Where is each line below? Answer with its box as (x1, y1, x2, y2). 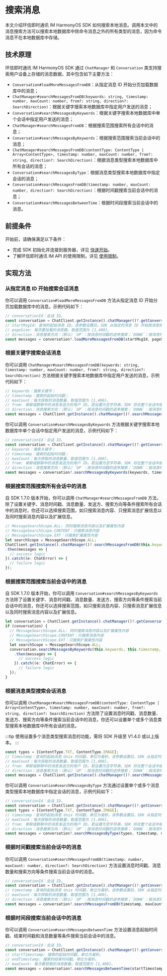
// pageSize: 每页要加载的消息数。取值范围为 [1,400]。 (5, 327, 111, 332)
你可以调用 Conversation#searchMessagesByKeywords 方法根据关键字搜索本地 (5, 421, 160, 427)
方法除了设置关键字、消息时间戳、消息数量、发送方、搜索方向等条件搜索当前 (5, 596, 162, 602)
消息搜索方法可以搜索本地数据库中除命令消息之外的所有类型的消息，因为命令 (5, 28, 162, 34)
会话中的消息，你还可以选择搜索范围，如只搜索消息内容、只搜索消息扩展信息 (5, 603, 162, 609)
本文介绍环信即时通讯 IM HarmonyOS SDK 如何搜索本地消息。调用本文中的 (5, 22, 158, 28)
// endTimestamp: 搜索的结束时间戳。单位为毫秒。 (5, 957, 99, 962)
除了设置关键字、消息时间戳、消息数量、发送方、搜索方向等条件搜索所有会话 (5, 501, 162, 507)
